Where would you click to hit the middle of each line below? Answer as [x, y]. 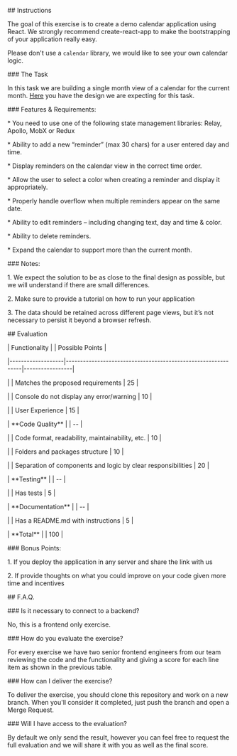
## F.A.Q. [21, 597]
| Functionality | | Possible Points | [57, 347]
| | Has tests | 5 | [32, 493]
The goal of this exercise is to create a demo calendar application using [112, 24]
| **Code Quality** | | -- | [45, 424]
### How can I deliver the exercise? [60, 681]
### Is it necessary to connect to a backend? [73, 611]
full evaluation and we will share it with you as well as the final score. [108, 745]
